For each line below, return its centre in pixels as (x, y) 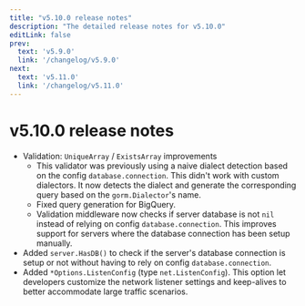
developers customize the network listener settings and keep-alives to (154, 281)
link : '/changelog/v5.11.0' (71, 86)
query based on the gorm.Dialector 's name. (119, 194)
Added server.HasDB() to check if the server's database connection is (154, 252)
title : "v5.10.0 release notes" (71, 18)
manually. (54, 243)
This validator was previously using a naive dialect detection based (162, 166)
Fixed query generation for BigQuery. (106, 204)
